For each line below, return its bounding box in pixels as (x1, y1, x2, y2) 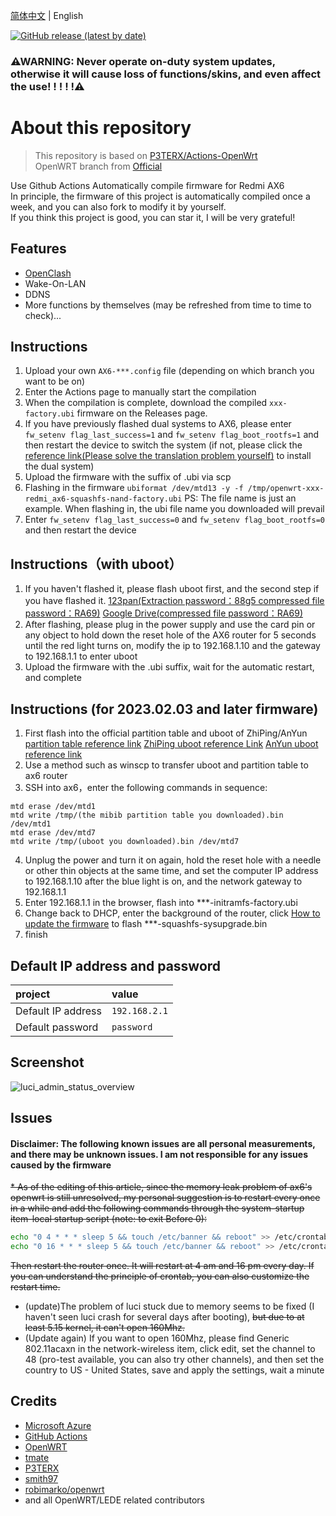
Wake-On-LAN (24, 277, 87, 289)
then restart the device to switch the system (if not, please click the (24, 439, 303, 451)
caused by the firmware (10, 1159, 112, 1171)
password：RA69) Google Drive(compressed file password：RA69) (24, 607, 303, 619)
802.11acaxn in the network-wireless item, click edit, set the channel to (24, 1343, 316, 1355)
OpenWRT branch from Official (34, 160, 163, 172)
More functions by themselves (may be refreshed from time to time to (24, 299, 312, 311)
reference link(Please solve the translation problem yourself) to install (24, 450, 312, 462)
